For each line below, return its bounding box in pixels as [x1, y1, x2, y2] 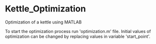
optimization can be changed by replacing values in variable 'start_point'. [5, 33, 151, 39]
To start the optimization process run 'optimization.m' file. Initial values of [5, 28, 151, 34]
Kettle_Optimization [5, 3, 86, 14]
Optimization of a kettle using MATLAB [5, 19, 82, 25]
